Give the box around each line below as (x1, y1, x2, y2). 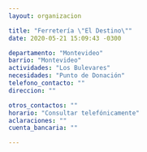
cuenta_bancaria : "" (8, 124, 79, 132)
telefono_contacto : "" (8, 79, 85, 87)
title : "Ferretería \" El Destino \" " (8, 26, 132, 35)
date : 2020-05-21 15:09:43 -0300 (8, 34, 122, 42)
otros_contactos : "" (8, 101, 79, 110)
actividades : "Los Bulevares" (8, 64, 111, 72)
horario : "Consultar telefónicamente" (8, 109, 140, 117)
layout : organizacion (8, 11, 82, 20)
